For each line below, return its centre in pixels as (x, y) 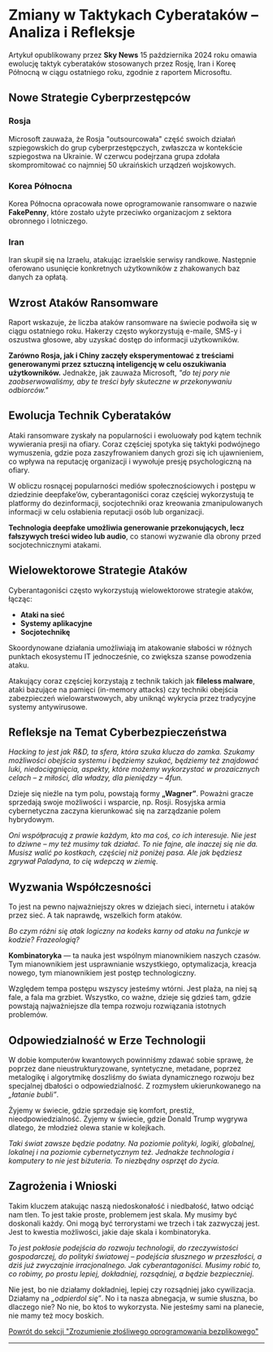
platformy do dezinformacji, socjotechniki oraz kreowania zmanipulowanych (136, 503)
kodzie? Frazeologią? (44, 940)
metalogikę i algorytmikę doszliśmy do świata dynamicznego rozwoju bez (132, 1077)
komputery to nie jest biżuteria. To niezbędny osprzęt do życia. (114, 1161)
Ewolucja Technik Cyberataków (90, 416)
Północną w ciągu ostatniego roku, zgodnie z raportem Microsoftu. (120, 72)
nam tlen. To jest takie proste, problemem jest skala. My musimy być (123, 1214)
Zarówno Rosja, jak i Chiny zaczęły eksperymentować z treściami (121, 355)
